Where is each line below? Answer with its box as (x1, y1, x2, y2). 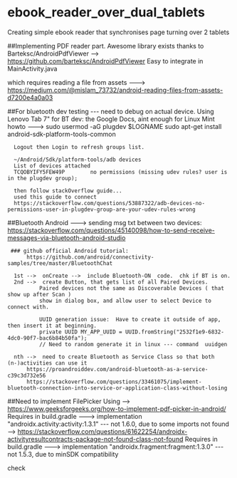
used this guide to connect (14, 193, 98, 200)
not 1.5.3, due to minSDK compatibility (7, 450, 119, 458)
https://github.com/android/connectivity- (26, 254, 154, 261)
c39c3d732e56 (7, 372, 46, 379)
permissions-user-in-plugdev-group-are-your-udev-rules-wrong (7, 206, 196, 213)
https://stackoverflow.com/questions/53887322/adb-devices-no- (14, 199, 205, 207)
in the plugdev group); (7, 175, 78, 182)
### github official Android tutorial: (10, 247, 130, 254)
